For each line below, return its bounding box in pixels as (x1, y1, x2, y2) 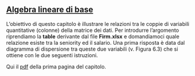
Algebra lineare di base (6, 5, 94, 15)
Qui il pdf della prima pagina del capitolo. (6, 63, 107, 70)
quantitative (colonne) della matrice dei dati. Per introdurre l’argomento (6, 27, 180, 34)
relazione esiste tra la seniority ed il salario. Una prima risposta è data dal (6, 39, 185, 46)
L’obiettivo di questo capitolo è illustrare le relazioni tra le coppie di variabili (6, 20, 190, 27)
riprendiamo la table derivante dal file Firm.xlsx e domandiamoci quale (6, 32, 180, 40)
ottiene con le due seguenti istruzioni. (6, 51, 98, 58)
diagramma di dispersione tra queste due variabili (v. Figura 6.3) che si (6, 45, 178, 52)
